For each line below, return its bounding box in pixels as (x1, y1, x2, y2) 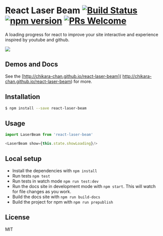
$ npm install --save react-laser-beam (5, 105, 87, 110)
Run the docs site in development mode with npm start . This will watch (12, 183, 156, 189)
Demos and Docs (5, 60, 58, 69)
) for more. (70, 79, 92, 84)
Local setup (5, 155, 42, 163)
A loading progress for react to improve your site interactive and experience (5, 31, 159, 37)
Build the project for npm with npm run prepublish (12, 199, 113, 205)
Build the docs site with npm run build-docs (12, 194, 101, 200)
